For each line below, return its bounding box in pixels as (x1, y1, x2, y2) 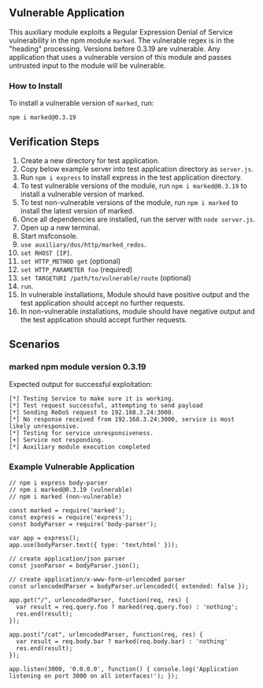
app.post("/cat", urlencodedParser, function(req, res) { (9, 630, 203, 638)
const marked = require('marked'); (9, 506, 126, 515)
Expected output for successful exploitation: (9, 379, 153, 389)
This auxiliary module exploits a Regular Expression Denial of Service (9, 27, 233, 36)
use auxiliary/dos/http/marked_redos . (20, 240, 146, 249)
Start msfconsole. (20, 231, 78, 240)
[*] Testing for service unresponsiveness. (9, 429, 154, 437)
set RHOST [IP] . (20, 247, 73, 257)
